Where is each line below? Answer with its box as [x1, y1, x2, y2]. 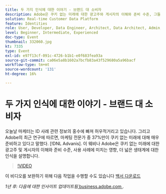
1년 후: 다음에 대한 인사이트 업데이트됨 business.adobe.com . [5, 183, 124, 189]
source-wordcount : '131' [5, 67, 56, 72]
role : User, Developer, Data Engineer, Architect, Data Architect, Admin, [5, 26, 163, 31]
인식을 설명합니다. [5, 153, 40, 158]
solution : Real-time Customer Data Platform [5, 16, 98, 21]
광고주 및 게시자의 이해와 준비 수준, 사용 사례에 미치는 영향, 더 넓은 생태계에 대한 [5, 147, 159, 153]
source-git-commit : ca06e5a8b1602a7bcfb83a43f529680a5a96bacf [5, 58, 136, 63]
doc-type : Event [5, 35, 39, 40]
